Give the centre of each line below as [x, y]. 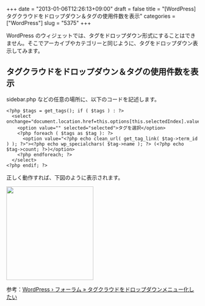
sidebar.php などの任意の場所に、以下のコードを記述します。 [83, 99]
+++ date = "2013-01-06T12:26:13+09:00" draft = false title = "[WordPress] [101, 9]
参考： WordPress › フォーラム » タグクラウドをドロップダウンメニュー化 [98, 289]
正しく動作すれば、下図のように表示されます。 [65, 177]
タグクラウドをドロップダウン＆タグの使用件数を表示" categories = [91, 16]
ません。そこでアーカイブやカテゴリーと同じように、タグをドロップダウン [100, 43]
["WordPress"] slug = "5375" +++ [49, 23]
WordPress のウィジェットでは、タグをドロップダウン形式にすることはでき [101, 35]
